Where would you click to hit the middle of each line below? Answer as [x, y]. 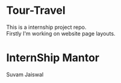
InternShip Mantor [53, 58]
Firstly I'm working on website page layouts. [61, 33]
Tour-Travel [36, 11]
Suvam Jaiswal [25, 74]
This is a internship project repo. [46, 27]
